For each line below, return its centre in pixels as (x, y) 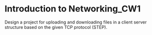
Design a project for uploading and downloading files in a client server (76, 22)
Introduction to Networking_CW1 (73, 9)
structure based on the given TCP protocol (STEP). (56, 27)
